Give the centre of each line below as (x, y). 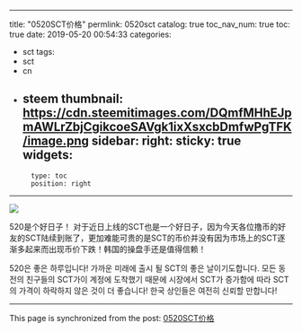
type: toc (49, 176)
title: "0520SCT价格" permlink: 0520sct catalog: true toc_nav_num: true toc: (150, 24)
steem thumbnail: (73, 99)
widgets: (48, 155)
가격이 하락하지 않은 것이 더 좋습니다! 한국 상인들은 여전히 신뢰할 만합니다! (148, 290)
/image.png (56, 141)
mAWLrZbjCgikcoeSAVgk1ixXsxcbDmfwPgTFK (157, 127)
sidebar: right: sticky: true (166, 141)
